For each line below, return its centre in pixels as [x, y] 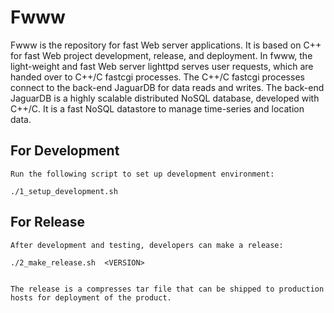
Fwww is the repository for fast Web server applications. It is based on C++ [166, 45]
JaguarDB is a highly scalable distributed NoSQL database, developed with [165, 98]
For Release [48, 222]
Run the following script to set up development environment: [142, 174]
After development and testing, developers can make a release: [147, 245]
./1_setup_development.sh [64, 191]
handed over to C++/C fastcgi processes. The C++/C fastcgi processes [157, 77]
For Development [65, 151]
